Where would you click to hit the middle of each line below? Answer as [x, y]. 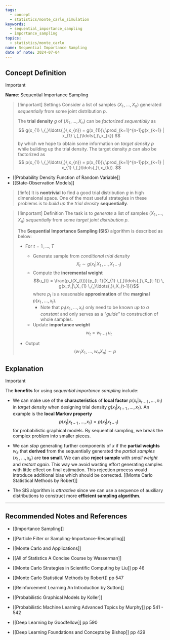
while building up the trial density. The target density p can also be [87, 149]
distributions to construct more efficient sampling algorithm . [76, 496]
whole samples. [57, 319]
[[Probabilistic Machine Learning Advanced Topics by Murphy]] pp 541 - [88, 607]
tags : [11, 10]
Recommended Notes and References [66, 517]
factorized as [31, 154]
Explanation [25, 369]
